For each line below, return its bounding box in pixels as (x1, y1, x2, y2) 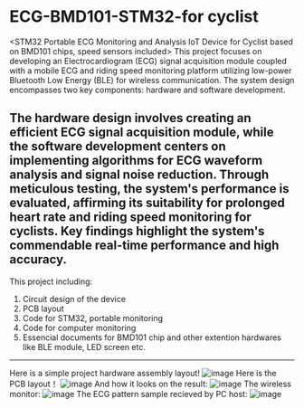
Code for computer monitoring (22, 322, 137, 333)
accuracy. (9, 251, 68, 268)
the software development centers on (9, 138, 226, 155)
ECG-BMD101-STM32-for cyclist (9, 6, 260, 27)
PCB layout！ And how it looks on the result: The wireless (9, 378, 292, 389)
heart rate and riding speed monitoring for (9, 210, 252, 225)
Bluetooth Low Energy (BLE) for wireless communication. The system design (9, 74, 295, 85)
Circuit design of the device (22, 293, 127, 304)
